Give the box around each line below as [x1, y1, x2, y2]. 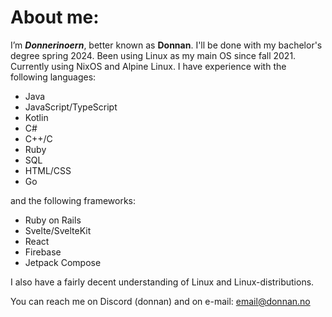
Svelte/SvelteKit [24, 224, 92, 236]
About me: [10, 6, 100, 29]
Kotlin [24, 111, 49, 123]
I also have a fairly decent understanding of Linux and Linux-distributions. [10, 276, 315, 288]
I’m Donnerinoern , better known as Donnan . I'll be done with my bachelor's [10, 39, 323, 51]
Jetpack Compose [24, 256, 102, 268]
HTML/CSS [24, 164, 72, 176]
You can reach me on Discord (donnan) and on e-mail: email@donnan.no [10, 295, 311, 307]
